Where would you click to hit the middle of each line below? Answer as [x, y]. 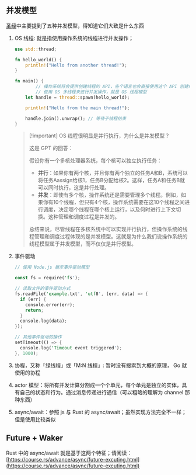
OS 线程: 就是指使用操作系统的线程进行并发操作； [74, 38]
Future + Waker [34, 438]
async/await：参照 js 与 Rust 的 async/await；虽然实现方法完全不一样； [100, 412]
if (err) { [33, 299]
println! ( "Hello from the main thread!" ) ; [78, 108]
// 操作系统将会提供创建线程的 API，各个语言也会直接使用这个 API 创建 [112, 86]
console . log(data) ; [44, 321]
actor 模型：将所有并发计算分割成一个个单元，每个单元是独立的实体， [98, 385]
